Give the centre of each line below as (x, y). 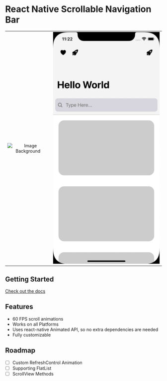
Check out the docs (25, 291)
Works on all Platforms (35, 324)
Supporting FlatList (32, 368)
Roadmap (20, 351)
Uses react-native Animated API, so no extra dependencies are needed (85, 329)
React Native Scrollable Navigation (78, 9)
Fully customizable (32, 335)
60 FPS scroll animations (38, 319)
